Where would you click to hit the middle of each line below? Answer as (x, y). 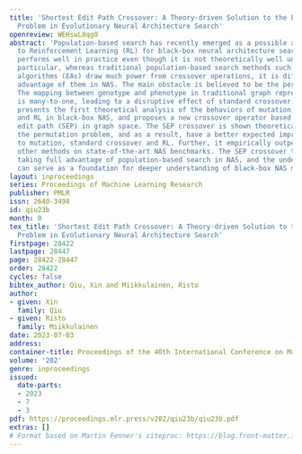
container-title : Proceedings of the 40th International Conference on (146, 352)
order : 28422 (34, 269)
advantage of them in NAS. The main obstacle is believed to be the (148, 85)
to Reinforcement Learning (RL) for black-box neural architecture (147, 51)
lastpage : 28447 (40, 252)
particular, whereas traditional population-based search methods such (155, 68)
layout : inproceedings (52, 176)
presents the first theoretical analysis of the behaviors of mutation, (156, 110)
